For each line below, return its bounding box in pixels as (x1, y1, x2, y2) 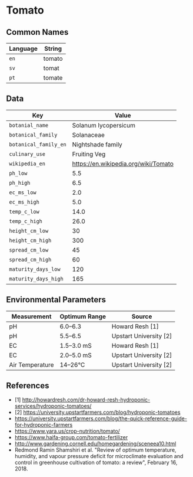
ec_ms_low (9, 189, 36, 195)
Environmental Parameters (6, 295, 107, 305)
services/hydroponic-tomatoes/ (14, 403, 92, 410)
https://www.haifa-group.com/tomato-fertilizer (14, 434, 128, 441)
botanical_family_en (9, 141, 66, 148)
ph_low (9, 169, 28, 177)
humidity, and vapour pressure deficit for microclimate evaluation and (14, 453, 184, 460)
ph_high (9, 179, 31, 186)
